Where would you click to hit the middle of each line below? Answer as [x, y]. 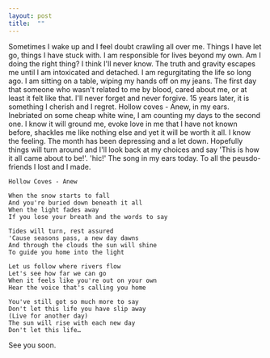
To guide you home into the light [67, 252]
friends [20, 166]
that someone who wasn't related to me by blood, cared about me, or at [128, 89]
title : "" [27, 23]
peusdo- [247, 158]
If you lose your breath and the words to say [88, 217]
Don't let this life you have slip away [78, 309]
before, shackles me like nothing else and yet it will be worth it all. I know [130, 132]
